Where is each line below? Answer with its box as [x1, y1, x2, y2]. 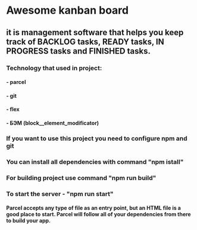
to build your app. [6, 217, 51, 224]
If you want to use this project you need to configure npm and [6, 134, 187, 142]
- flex [6, 105, 20, 113]
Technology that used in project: [6, 64, 102, 72]
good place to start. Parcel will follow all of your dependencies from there [6, 211, 192, 218]
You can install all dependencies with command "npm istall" [6, 157, 184, 166]
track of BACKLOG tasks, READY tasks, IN [6, 36, 165, 46]
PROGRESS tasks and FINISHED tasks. [6, 46, 151, 56]
